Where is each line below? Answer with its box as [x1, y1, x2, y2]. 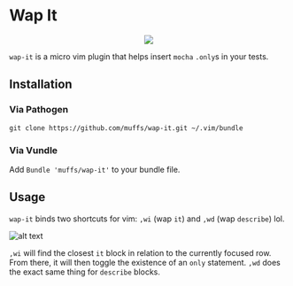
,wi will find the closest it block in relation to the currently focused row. [9, 247, 272, 258]
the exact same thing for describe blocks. [9, 267, 161, 277]
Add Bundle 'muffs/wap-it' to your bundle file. [9, 164, 181, 174]
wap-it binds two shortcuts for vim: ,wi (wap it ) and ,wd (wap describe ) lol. [9, 213, 285, 224]
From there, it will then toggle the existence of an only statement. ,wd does [9, 257, 281, 267]
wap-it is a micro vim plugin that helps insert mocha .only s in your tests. [9, 50, 269, 62]
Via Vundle [9, 143, 58, 156]
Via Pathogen [9, 104, 69, 116]
